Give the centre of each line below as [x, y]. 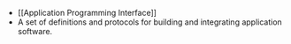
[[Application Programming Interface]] [87, 13]
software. [35, 31]
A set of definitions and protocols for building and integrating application [150, 22]
